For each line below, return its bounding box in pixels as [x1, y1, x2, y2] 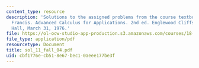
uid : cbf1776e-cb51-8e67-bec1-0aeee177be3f [6, 53, 115, 59]
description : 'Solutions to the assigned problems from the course [6, 14, 176, 20]
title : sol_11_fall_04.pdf [6, 47, 73, 53]
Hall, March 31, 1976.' [11, 25, 70, 31]
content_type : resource [6, 8, 65, 15]
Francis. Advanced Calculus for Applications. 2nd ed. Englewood [11, 20, 176, 25]
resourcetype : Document [6, 42, 65, 48]
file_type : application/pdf [6, 36, 76, 42]
